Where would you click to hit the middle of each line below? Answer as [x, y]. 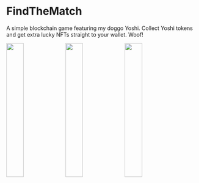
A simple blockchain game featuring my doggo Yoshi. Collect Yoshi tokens [100, 28]
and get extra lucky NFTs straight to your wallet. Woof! [75, 34]
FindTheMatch [44, 11]
